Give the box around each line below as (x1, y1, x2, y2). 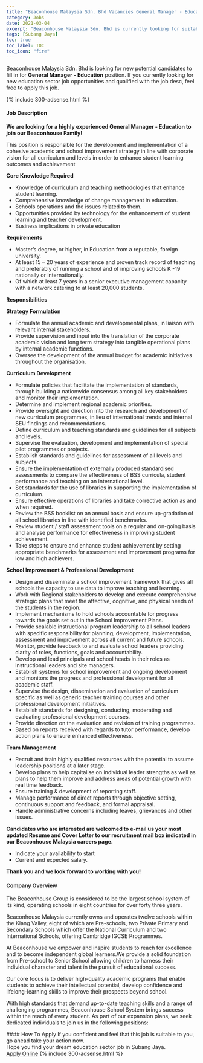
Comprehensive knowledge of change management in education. (14, 196, 178, 204)
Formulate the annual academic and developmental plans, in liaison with (14, 319, 195, 326)
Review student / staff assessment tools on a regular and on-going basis (14, 522, 196, 529)
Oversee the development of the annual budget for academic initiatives (14, 351, 192, 358)
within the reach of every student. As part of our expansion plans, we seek (6, 1013, 192, 1020)
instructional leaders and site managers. (14, 661, 115, 668)
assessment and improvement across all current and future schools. (14, 636, 185, 643)
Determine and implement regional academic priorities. (14, 400, 152, 408)
